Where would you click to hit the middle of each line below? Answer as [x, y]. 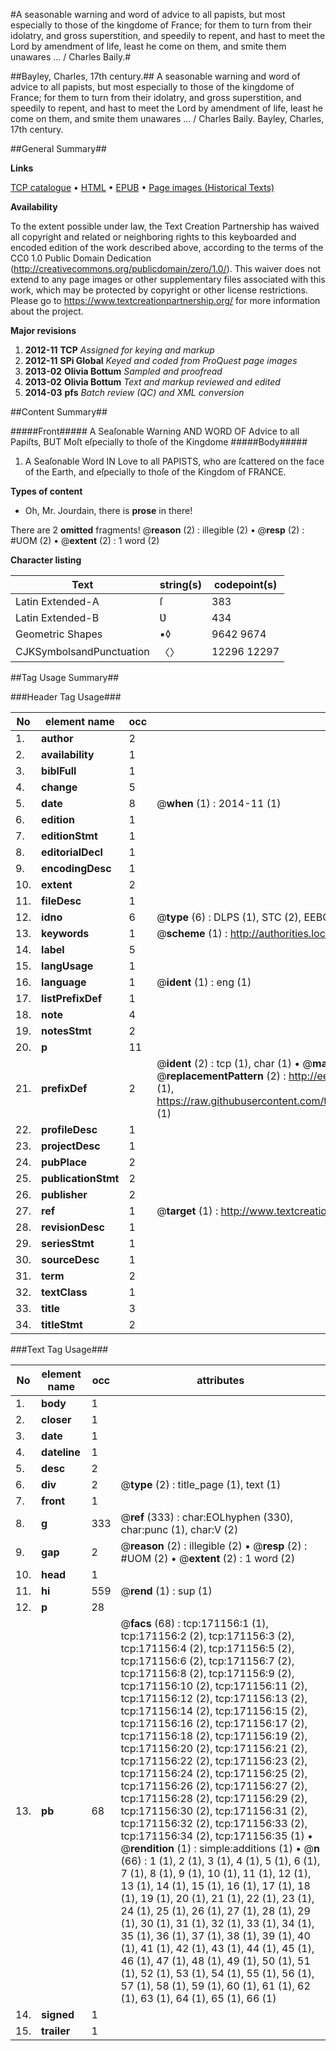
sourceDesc [70, 1259]
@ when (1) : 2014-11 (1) [219, 803]
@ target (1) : [187, 1211]
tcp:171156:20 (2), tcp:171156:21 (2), [214, 1748]
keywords [65, 933]
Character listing [46, 560]
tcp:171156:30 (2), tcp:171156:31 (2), [214, 1811]
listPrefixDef [72, 998]
